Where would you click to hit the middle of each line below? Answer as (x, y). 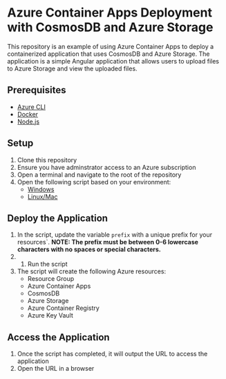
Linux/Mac (43, 196)
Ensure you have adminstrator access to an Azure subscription (106, 167)
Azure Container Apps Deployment (110, 13)
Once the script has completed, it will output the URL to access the (112, 354)
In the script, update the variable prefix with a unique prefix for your (115, 235)
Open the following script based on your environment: (94, 182)
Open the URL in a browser (56, 369)
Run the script (47, 264)
